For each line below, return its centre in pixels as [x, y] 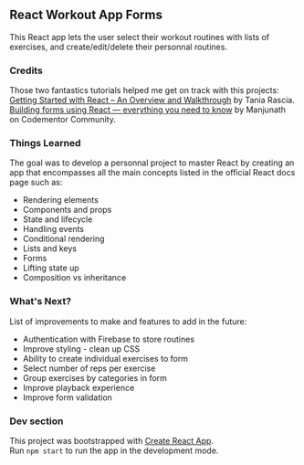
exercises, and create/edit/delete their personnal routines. [119, 47]
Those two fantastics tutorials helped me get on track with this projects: [145, 90]
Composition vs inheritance [74, 278]
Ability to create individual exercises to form [105, 358]
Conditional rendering [63, 239]
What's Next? [40, 301]
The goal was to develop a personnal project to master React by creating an [152, 163]
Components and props [67, 210]
